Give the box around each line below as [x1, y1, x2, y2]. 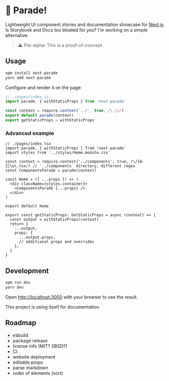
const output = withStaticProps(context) [10, 217, 99, 222]
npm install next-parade [5, 70, 58, 75]
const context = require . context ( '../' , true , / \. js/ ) [5, 108, 124, 114]
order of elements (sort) [12, 370, 63, 376]
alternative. [5, 32, 29, 38]
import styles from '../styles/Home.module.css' [5, 150, 110, 155]
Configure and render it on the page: [5, 84, 82, 91]
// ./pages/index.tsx [5, 141, 51, 147]
